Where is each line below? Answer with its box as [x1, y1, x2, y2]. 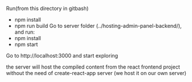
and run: [14, 28, 35, 35]
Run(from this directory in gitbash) [6, 5, 89, 12]
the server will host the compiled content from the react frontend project [6, 63, 180, 70]
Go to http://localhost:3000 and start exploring [6, 52, 118, 59]
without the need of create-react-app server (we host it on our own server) [6, 70, 187, 76]
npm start [14, 41, 38, 48]
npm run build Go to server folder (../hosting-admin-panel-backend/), [14, 23, 182, 29]
